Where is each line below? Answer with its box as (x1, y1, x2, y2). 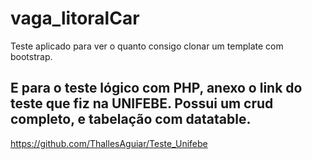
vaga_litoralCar (10, 7, 140, 30)
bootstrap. (10, 50, 53, 62)
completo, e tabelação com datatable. (10, 111, 252, 128)
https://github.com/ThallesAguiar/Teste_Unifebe (10, 137, 208, 149)
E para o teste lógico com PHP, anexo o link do (10, 80, 303, 97)
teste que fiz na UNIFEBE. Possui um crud (10, 95, 274, 112)
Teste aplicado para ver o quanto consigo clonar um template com (10, 40, 284, 52)
